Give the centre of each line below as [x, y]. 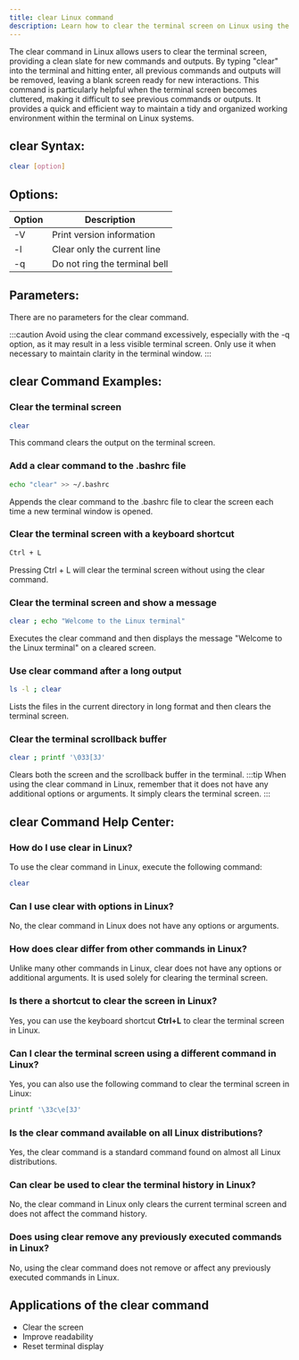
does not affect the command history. [78, 1214]
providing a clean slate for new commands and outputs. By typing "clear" [144, 61]
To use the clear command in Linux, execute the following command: [136, 867]
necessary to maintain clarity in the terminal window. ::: [111, 353]
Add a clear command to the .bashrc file [98, 466]
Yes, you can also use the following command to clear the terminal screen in [149, 1084]
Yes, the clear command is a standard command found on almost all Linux [145, 1152]
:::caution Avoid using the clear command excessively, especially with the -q [149, 334]
